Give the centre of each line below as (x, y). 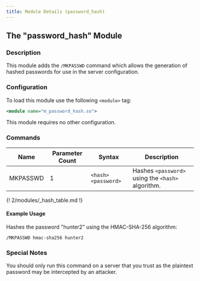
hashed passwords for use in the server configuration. (73, 72)
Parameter (67, 153)
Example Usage (26, 214)
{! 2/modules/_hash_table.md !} (45, 200)
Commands (23, 138)
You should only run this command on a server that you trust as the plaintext (100, 266)
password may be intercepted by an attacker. (62, 272)
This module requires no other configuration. (61, 122)
